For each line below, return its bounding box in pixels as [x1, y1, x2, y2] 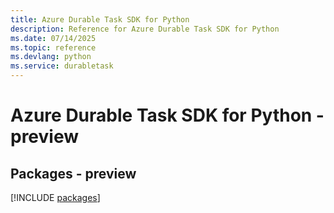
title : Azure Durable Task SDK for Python [10, 14, 190, 25]
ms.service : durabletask [10, 61, 114, 71]
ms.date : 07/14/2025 [10, 33, 97, 43]
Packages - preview [10, 165, 137, 182]
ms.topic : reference [10, 42, 97, 53]
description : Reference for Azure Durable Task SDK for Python [10, 24, 280, 34]
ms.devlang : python [10, 52, 92, 62]
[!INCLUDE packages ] [10, 192, 101, 203]
